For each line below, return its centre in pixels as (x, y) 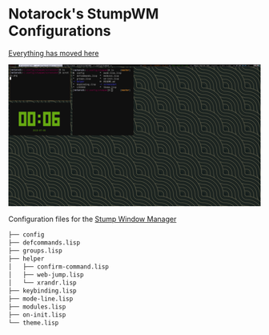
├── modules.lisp (37, 307)
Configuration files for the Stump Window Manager (92, 219)
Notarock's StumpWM (84, 14)
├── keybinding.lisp (43, 291)
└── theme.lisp (34, 323)
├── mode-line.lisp (41, 299)
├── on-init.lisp (37, 315)
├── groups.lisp (35, 251)
